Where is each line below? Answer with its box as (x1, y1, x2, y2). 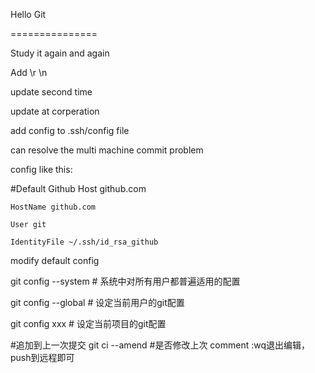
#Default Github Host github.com (10, 183, 147, 194)
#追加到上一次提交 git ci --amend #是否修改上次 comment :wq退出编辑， (10, 339, 311, 351)
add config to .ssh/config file (10, 125, 130, 136)
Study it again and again (10, 47, 110, 59)
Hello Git (10, 9, 47, 20)
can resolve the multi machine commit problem (10, 144, 204, 156)
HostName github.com (10, 202, 97, 212)
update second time (10, 86, 93, 98)
